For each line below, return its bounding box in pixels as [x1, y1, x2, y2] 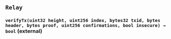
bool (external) [5, 27, 42, 34]
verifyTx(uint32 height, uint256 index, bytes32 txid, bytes [5, 17, 161, 23]
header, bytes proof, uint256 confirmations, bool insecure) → [5, 22, 166, 28]
